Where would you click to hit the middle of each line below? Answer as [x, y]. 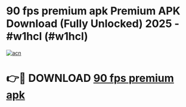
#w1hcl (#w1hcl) [47, 36]
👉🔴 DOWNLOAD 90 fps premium [90, 78]
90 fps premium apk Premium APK [93, 11]
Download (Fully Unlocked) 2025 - [93, 24]
